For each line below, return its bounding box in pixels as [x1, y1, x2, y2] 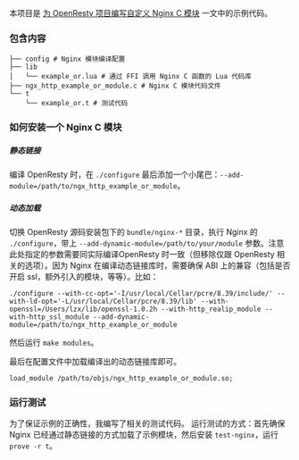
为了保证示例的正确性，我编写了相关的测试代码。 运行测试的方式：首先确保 [9, 418, 286, 429]
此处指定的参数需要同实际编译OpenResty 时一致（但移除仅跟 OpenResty [9, 249, 275, 260]
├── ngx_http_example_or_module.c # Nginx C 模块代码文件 [9, 81, 221, 91]
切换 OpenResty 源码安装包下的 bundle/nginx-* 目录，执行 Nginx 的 [9, 227, 259, 238]
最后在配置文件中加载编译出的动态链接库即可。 [9, 356, 181, 367]
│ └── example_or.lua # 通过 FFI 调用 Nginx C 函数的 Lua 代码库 [9, 72, 252, 81]
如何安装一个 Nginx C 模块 [9, 121, 122, 134]
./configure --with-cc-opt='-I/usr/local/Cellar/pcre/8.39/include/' [9, 289, 274, 298]
